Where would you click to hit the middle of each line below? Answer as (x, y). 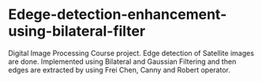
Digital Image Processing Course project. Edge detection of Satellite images (131, 53)
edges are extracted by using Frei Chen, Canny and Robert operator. (119, 69)
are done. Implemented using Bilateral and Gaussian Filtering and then (122, 61)
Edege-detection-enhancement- (118, 15)
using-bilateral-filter (77, 31)
